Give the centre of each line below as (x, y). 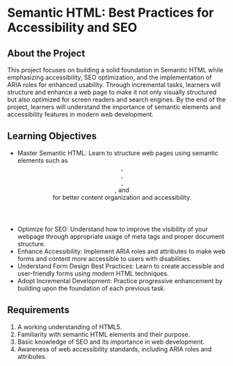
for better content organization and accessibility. (122, 197)
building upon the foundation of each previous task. (91, 288)
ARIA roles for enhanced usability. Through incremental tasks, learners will (114, 85)
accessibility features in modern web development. (81, 114)
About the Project (46, 53)
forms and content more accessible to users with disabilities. (104, 258)
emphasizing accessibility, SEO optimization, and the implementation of (110, 77)
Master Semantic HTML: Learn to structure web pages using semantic (118, 153)
